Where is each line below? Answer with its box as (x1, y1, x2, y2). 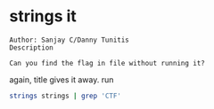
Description (9, 43, 53, 52)
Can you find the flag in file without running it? (9, 58, 205, 67)
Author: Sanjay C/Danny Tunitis (9, 35, 129, 44)
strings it (9, 6, 78, 27)
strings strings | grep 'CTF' (9, 91, 122, 100)
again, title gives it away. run (9, 74, 114, 85)
